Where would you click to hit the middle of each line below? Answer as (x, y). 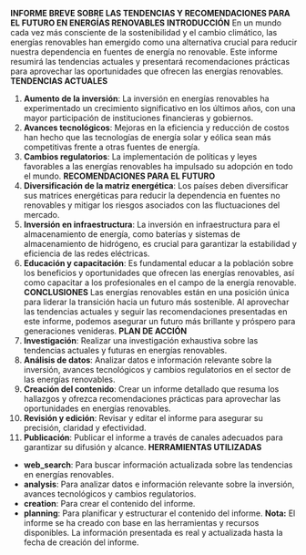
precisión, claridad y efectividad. (85, 428)
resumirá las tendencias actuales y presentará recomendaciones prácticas (150, 62)
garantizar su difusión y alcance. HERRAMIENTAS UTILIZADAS (143, 447)
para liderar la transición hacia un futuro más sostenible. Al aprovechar (156, 302)
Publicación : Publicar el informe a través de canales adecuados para (153, 437)
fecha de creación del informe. (81, 542)
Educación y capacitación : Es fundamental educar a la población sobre (158, 263)
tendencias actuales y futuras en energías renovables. (125, 350)
